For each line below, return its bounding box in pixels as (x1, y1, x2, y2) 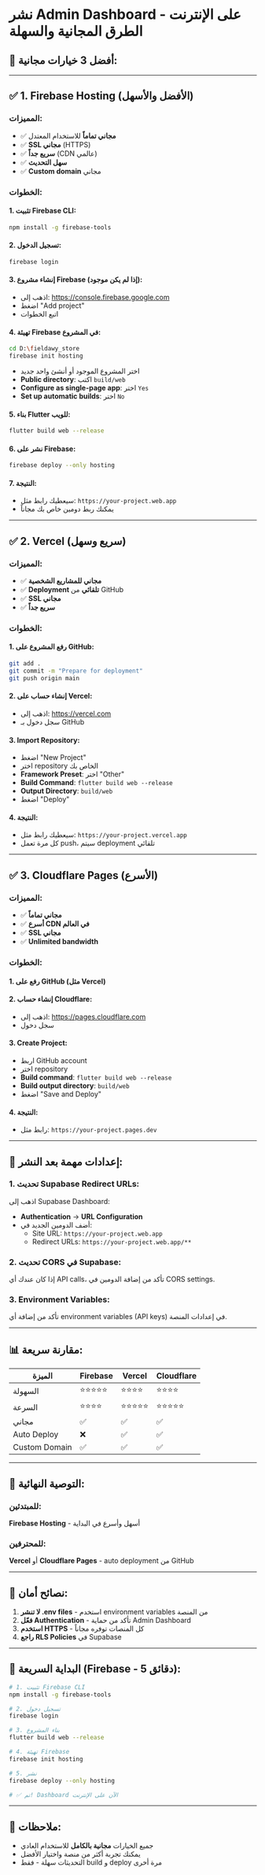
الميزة (31, 1370, 53, 1381)
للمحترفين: (9, 1538, 46, 1549)
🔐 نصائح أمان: (9, 1586, 68, 1599)
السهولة (13, 1385, 39, 1396)
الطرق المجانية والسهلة (9, 22, 144, 40)
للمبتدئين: (9, 1500, 42, 1511)
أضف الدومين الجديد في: (20, 1220, 93, 1229)
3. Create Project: (9, 1038, 68, 1048)
